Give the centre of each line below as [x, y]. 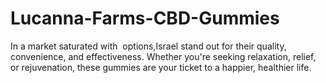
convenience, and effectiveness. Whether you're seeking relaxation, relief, [163, 56]
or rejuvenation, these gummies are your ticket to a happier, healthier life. [161, 67]
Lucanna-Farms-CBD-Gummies [145, 18]
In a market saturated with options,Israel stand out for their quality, [148, 46]
